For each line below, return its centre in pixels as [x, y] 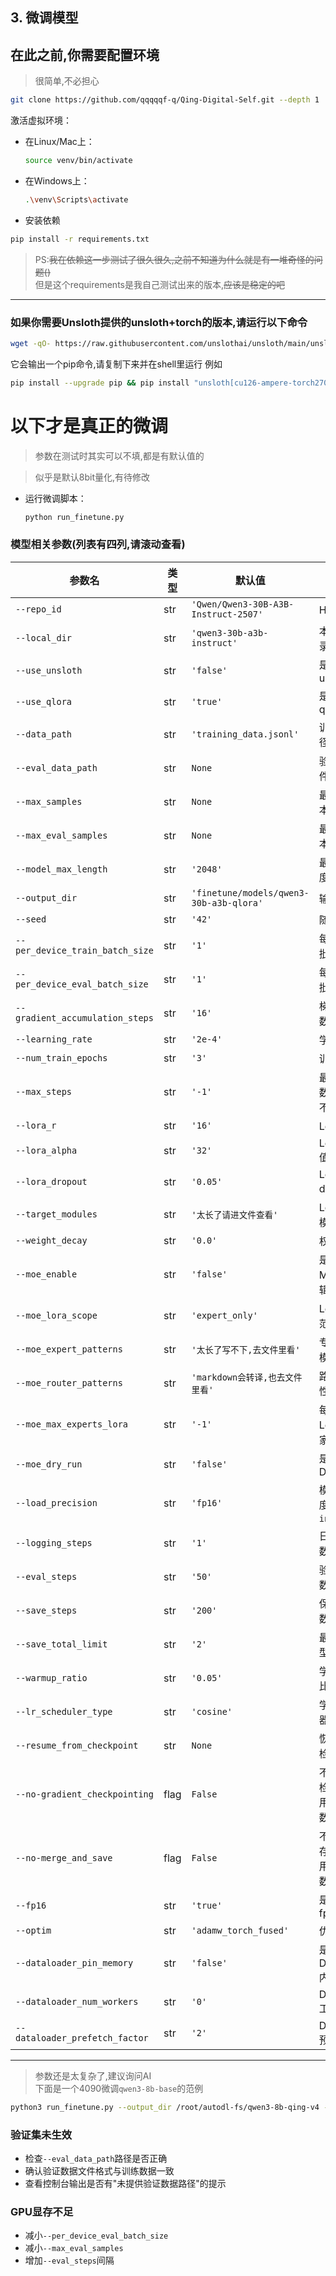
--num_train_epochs [61, 1057]
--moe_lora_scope [56, 1315]
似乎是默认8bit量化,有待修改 [92, 477]
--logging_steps [54, 1542]
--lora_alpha [46, 1150]
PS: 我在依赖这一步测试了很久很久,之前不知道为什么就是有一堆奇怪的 [174, 259]
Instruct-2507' [227, 614]
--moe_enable [46, 1274]
